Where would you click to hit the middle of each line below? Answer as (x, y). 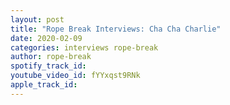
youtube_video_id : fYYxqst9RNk (75, 76)
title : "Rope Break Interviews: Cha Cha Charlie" (116, 29)
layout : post (37, 19)
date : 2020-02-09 (46, 38)
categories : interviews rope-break (84, 47)
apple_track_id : (44, 85)
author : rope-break (51, 57)
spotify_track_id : (48, 66)
